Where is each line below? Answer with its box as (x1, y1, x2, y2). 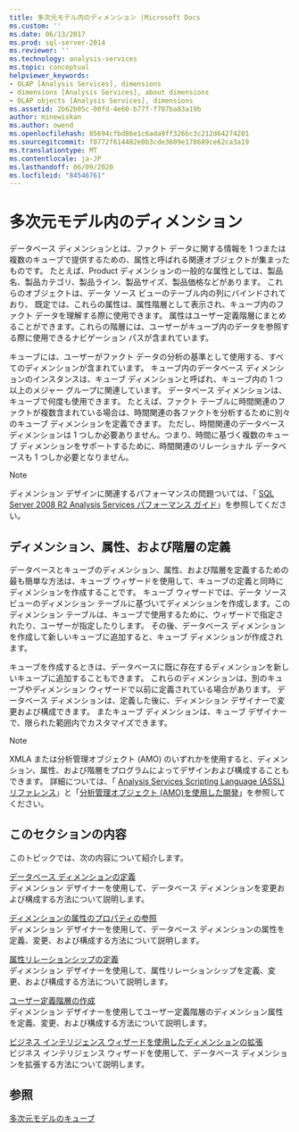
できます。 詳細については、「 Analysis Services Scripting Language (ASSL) (9, 776, 286, 787)
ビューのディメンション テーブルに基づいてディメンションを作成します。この (9, 598, 291, 608)
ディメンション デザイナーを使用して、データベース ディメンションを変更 (9, 882, 278, 893)
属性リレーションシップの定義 (9, 953, 119, 964)
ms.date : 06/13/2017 (9, 29, 87, 38)
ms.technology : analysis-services (9, 54, 138, 63)
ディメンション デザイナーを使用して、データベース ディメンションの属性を (9, 923, 286, 934)
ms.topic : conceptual (9, 63, 90, 72)
